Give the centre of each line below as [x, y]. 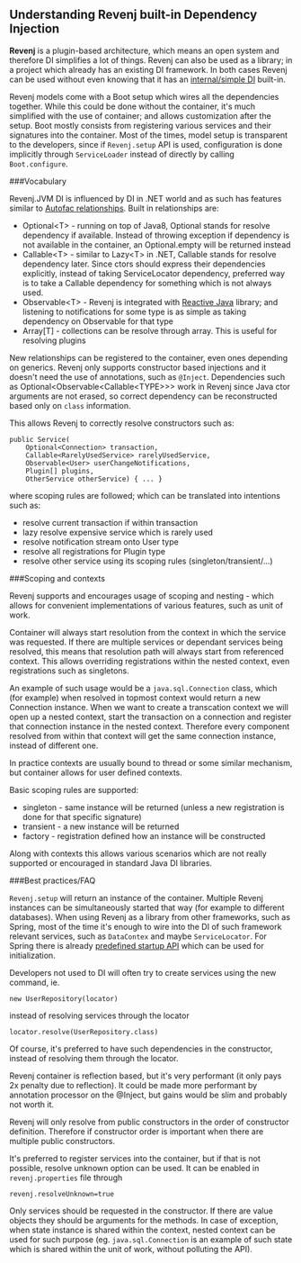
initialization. [32, 955]
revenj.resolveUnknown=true [62, 1194]
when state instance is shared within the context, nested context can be [142, 1230]
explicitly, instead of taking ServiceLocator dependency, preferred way [154, 273]
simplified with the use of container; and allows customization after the [140, 115]
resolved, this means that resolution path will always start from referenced [147, 651]
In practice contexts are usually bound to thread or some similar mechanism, [151, 762]
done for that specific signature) [82, 816]
